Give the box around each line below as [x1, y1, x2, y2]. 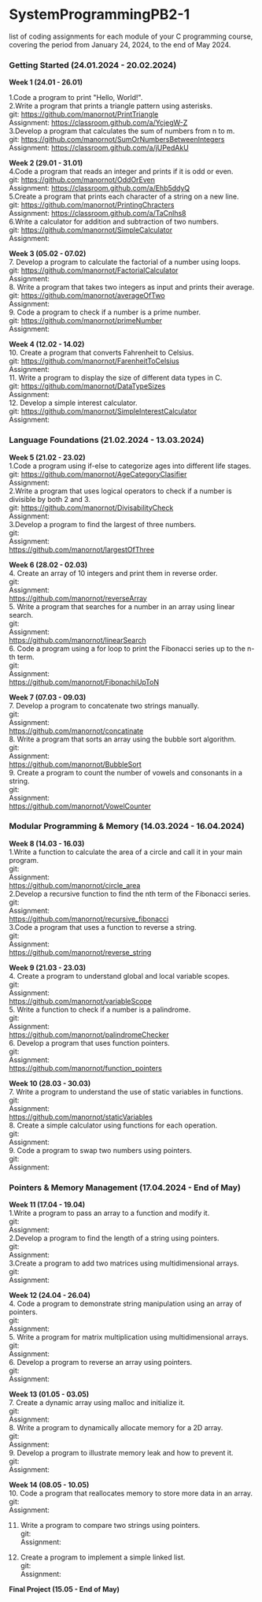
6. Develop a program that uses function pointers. [9, 1038, 170, 1047]
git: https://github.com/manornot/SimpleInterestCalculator [9, 407, 197, 416]
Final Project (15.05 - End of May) [9, 1585, 120, 1594]
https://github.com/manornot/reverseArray [9, 593, 148, 603]
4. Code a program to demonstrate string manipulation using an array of [9, 1299, 242, 1309]
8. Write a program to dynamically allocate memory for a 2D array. [9, 1423, 223, 1433]
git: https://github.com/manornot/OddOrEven [9, 175, 156, 184]
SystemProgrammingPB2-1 [9, 6, 190, 24]
